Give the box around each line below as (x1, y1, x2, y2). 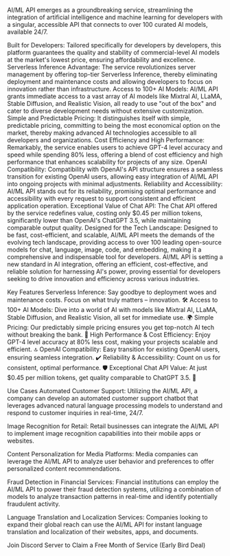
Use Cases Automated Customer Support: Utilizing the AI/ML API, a (7, 387, 198, 394)
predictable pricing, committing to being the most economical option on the (7, 122, 221, 129)
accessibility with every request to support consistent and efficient (7, 194, 196, 202)
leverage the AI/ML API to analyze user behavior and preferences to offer (7, 457, 214, 465)
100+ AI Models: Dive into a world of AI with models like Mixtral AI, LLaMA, (7, 306, 218, 313)
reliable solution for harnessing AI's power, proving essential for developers (7, 267, 221, 276)
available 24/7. (7, 27, 48, 36)
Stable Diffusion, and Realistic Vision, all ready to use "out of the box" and (7, 100, 216, 107)
